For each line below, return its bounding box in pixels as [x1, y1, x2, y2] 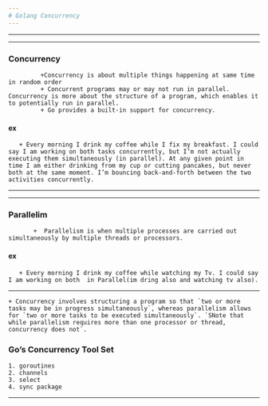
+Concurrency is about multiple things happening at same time [40, 71, 255, 79]
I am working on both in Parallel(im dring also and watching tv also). [8, 276, 259, 284]
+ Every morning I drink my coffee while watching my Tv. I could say [18, 269, 259, 277]
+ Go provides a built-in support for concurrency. [40, 105, 216, 114]
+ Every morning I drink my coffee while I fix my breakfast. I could [18, 141, 259, 149]
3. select [8, 376, 41, 384]
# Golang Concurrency [8, 11, 81, 20]
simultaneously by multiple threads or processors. [8, 234, 183, 242]
